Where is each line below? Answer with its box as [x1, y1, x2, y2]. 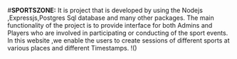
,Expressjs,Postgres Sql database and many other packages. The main [7, 14, 215, 22]
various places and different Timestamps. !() [7, 44, 137, 52]
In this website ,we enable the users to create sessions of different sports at [7, 36, 230, 45]
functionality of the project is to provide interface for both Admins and [7, 21, 213, 29]
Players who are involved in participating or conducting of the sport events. [7, 28, 228, 37]
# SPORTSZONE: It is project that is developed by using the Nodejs [7, 6, 203, 14]
